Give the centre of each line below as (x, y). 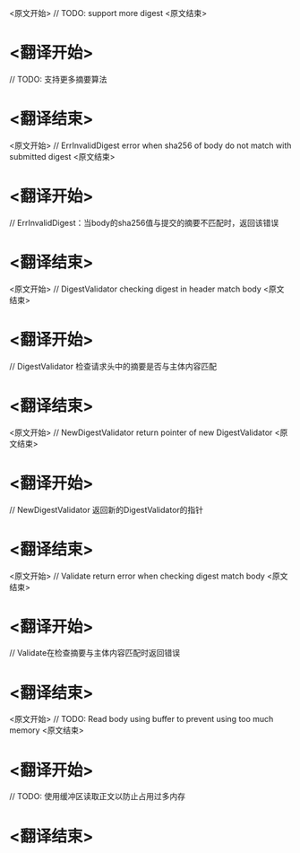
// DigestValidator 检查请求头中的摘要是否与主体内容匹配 (113, 366)
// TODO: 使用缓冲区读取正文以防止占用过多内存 (98, 796)
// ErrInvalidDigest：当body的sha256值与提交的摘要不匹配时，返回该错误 (144, 222)
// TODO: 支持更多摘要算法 (58, 79)
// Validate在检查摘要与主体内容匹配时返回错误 (95, 653)
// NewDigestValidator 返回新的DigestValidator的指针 (107, 509)
